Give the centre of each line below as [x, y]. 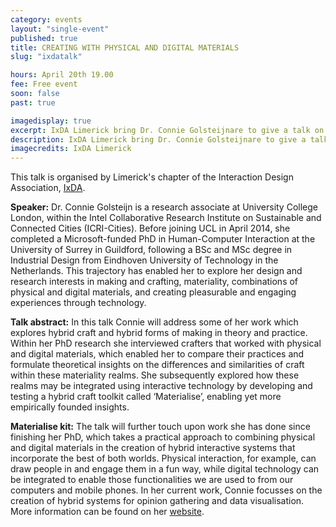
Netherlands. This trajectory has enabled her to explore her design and [156, 271]
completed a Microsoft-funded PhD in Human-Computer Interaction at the [163, 239]
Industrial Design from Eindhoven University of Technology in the [144, 260]
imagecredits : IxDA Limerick [71, 149]
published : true [44, 38]
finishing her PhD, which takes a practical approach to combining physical [163, 437]
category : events [46, 19]
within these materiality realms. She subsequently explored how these [155, 375]
